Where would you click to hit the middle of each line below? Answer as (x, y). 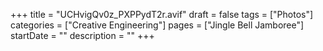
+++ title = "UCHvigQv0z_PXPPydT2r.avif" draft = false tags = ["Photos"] (162, 14)
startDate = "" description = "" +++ (82, 35)
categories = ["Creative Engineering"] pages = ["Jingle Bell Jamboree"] (157, 25)
